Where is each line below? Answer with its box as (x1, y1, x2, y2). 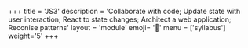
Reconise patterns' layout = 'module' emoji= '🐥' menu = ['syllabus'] (8, 23, 226, 32)
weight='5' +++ (8, 31, 59, 40)
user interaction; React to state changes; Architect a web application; (8, 15, 232, 24)
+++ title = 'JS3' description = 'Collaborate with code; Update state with (8, 7, 241, 15)
